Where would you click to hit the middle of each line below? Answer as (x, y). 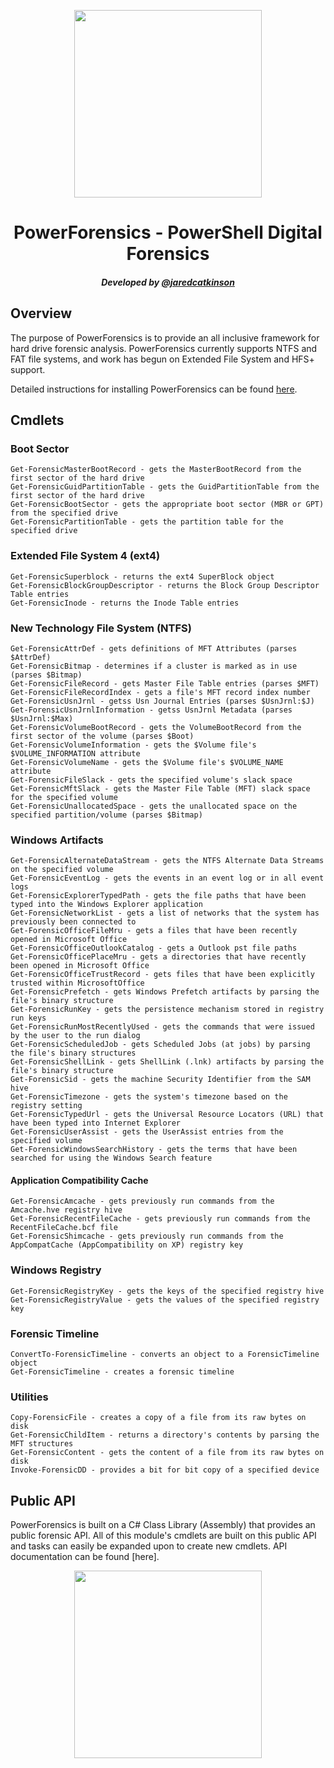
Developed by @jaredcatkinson (168, 282)
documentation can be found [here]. (85, 1557)
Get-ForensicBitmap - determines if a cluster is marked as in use (154, 666)
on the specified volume (62, 870)
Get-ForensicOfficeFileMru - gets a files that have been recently (154, 931)
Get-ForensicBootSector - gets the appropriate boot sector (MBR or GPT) (167, 505)
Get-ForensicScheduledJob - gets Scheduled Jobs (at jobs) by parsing (160, 1045)
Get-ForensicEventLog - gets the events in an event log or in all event (167, 878)
